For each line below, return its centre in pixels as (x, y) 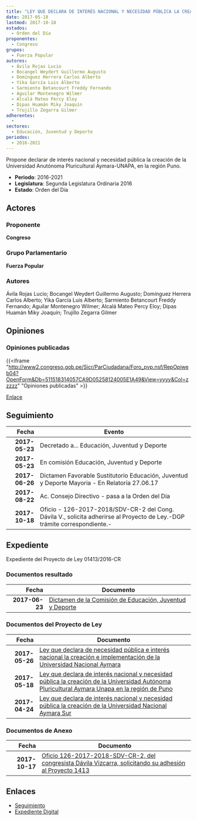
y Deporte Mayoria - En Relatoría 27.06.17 (99, 483)
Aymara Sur (55, 713)
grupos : (16, 50)
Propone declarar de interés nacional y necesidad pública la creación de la (96, 159)
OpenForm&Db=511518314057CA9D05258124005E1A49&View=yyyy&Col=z (97, 379)
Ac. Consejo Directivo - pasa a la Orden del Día (105, 496)
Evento (114, 432)
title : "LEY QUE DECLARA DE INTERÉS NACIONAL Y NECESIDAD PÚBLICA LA (93, 11)
